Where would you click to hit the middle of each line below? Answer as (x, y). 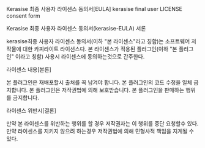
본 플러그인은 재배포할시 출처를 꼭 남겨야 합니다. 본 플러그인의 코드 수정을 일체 (99, 82)
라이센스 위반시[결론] (32, 111)
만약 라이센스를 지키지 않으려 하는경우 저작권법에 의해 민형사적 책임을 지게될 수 (100, 131)
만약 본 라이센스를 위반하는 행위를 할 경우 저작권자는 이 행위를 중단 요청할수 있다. (102, 123)
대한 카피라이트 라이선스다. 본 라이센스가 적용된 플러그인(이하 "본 (100, 49)
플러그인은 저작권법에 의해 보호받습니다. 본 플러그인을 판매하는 (110, 90)
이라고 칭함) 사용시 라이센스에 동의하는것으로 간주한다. (80, 56)
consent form (23, 16)
